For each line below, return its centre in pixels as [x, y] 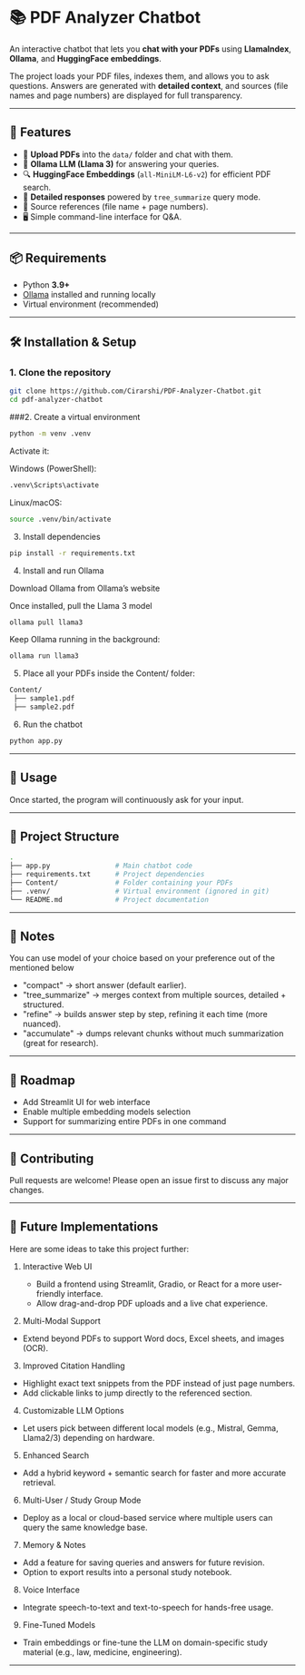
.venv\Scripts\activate [54, 485]
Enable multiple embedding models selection [106, 1112]
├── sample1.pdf [44, 699]
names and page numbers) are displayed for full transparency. [126, 95]
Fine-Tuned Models [59, 1624]
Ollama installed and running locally [89, 294]
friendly [50, 1293]
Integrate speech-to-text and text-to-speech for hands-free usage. [148, 1607]
